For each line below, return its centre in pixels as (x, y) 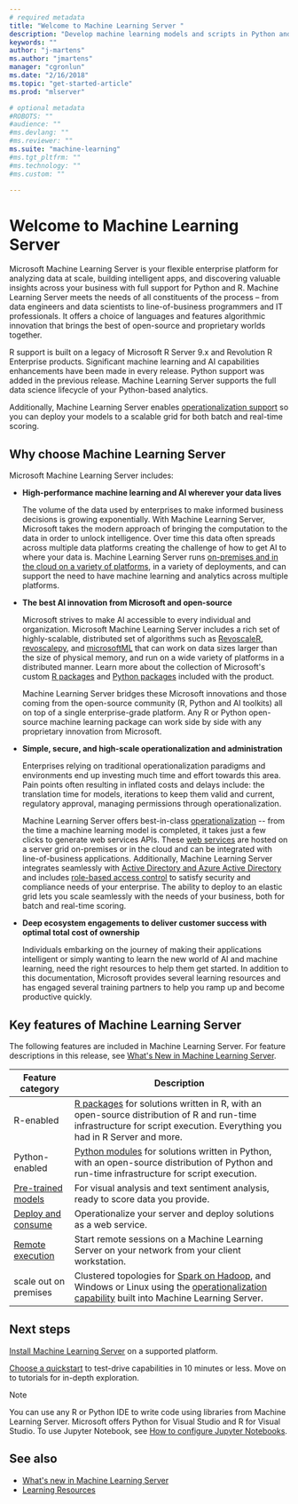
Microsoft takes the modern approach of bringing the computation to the (155, 529)
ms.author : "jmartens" (51, 59)
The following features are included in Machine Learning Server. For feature (148, 1046)
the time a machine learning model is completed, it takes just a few (144, 831)
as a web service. (111, 1224)
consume (33, 1224)
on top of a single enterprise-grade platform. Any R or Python (134, 712)
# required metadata (47, 17)
